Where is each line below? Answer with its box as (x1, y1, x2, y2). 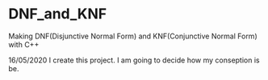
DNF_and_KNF (8, 5, 107, 23)
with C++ (8, 39, 40, 49)
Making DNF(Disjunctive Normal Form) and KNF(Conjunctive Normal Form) (8, 31, 258, 41)
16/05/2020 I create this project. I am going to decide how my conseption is (8, 55, 260, 65)
